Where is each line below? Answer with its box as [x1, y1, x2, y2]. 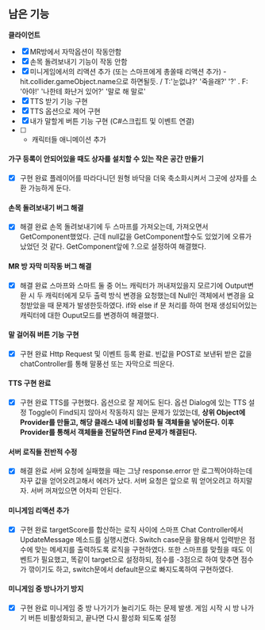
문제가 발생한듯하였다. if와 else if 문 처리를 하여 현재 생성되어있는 [56, 300, 258, 310]
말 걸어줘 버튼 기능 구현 [8, 330, 79, 339]
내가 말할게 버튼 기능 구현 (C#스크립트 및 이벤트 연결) [29, 116, 195, 125]
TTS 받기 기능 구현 [29, 96, 88, 105]
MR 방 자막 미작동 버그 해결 [8, 261, 92, 271]
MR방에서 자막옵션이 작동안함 [29, 47, 121, 56]
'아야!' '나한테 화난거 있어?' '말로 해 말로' [19, 86, 146, 96]
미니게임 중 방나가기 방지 [8, 584, 84, 594]
